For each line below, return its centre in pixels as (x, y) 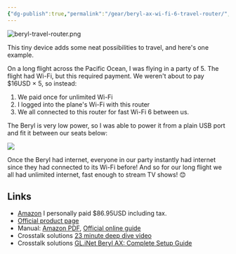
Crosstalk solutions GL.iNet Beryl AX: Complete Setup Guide (105, 243)
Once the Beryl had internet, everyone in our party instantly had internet (112, 159)
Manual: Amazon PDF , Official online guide (79, 228)
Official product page (48, 221)
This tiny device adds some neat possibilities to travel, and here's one (108, 47)
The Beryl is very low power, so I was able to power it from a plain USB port (117, 125)
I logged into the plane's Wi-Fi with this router (84, 104)
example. (20, 55)
